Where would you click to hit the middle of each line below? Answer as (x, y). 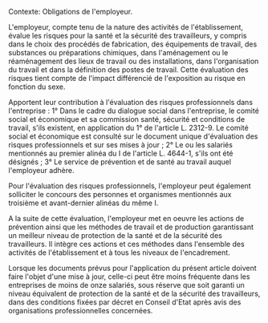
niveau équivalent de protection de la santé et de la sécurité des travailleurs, (134, 293)
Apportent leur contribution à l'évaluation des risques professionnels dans (131, 102)
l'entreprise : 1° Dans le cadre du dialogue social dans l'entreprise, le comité (134, 111)
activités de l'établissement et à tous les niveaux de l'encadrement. (119, 252)
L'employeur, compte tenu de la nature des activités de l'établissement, (126, 27)
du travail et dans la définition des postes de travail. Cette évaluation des (128, 70)
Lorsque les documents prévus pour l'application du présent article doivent (132, 268)
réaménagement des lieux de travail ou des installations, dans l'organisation (134, 61)
